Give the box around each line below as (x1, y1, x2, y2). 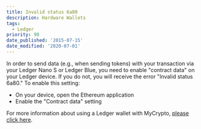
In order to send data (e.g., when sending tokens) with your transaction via (6, 59, 194, 67)
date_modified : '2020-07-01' (6, 43, 81, 50)
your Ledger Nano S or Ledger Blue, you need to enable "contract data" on (6, 66, 195, 73)
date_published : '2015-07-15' (6, 37, 84, 43)
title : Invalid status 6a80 (6, 9, 78, 15)
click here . (6, 116, 33, 123)
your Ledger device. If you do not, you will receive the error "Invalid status (6, 73, 194, 80)
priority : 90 (6, 32, 40, 38)
